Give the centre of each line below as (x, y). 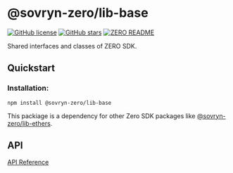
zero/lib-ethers (29, 123)
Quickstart (31, 68)
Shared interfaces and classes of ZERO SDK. (72, 46)
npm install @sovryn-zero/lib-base (59, 103)
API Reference (28, 162)
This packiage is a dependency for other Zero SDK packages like (101, 116)
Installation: (28, 88)
